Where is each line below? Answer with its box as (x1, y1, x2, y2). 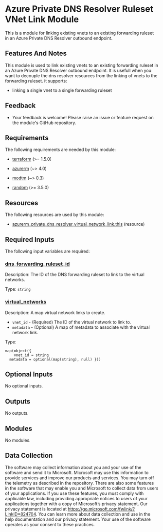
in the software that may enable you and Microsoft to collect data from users (5, 485, 159, 491)
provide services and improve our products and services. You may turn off (5, 475, 154, 481)
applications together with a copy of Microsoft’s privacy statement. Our (5, 501, 148, 507)
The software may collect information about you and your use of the (5, 464, 142, 470)
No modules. (5, 437, 31, 443)
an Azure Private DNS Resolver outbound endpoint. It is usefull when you (5, 67, 152, 73)
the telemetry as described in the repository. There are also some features (5, 480, 154, 486)
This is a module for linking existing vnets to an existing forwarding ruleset (5, 30, 154, 36)
